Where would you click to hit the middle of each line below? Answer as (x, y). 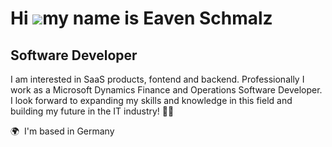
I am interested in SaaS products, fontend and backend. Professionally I (157, 79)
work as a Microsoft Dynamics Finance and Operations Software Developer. (166, 90)
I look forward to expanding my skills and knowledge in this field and (151, 100)
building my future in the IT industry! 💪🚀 (92, 111)
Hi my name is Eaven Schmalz (141, 18)
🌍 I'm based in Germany (62, 131)
